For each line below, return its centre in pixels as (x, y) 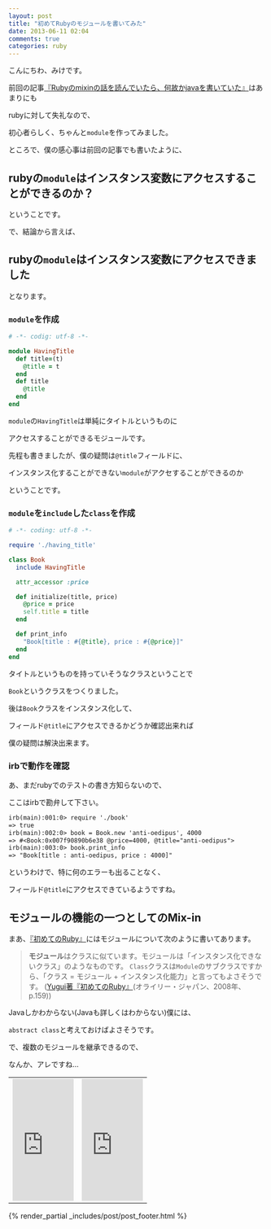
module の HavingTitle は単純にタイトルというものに (93, 421)
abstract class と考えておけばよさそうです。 (83, 1030)
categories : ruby (38, 46)
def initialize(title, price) (67, 597)
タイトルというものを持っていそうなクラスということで (101, 673)
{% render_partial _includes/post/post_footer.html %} (98, 1216)
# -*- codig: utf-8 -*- (49, 337)
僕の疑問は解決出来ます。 (51, 742)
